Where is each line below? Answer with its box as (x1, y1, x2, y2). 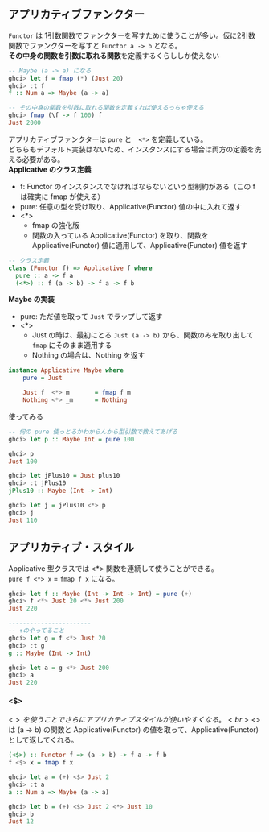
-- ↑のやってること (8, 627, 65, 635)
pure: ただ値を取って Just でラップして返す (19, 312, 163, 321)
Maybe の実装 (8, 295, 55, 304)
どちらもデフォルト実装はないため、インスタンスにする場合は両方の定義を (8, 144, 255, 154)
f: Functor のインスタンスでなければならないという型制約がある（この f (19, 181, 255, 191)
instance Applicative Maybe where (8, 366, 124, 375)
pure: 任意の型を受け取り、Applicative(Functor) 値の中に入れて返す (19, 201, 243, 211)
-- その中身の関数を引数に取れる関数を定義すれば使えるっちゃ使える (8, 104, 205, 112)
